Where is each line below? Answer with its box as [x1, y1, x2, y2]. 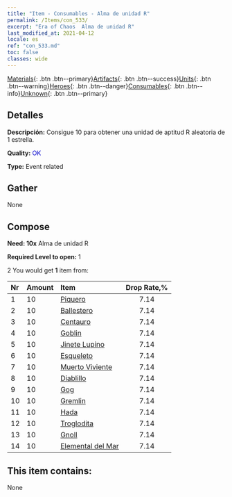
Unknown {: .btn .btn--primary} [20, 89, 108, 97]
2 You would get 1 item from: [7, 266, 89, 275]
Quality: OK [7, 149, 42, 157]
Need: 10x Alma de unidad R [7, 239, 89, 247]
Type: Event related [7, 162, 64, 170]
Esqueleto [60, 351, 93, 361]
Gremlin [60, 396, 87, 406]
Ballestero [60, 306, 93, 316]
